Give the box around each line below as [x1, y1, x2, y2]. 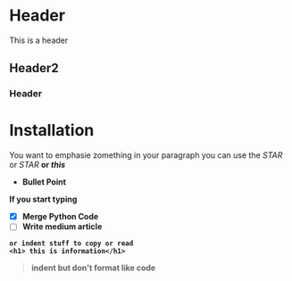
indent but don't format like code [30, 262, 156, 273]
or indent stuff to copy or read [9, 239, 134, 248]
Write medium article [21, 221, 103, 232]
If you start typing [9, 194, 78, 205]
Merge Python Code [21, 211, 99, 222]
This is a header [9, 35, 69, 45]
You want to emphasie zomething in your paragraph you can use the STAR [9, 150, 283, 161]
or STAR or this [9, 160, 66, 170]
